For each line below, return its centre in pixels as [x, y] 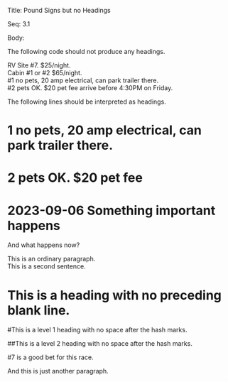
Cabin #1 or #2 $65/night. [45, 73]
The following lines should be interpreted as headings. [87, 102]
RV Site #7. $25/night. [39, 65]
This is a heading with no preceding [115, 295]
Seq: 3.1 [19, 24]
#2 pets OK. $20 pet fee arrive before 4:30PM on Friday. [90, 88]
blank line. [39, 310]
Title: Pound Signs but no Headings [59, 10]
